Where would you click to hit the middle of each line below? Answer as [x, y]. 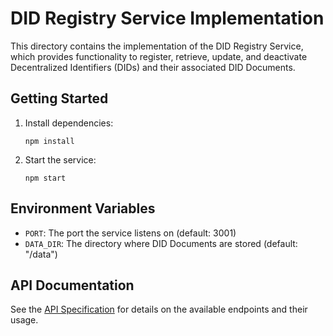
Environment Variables [83, 208]
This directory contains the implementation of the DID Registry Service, [157, 46]
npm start [45, 178]
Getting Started [59, 98]
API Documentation [72, 285]
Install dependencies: [69, 123]
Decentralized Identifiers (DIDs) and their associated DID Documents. [153, 67]
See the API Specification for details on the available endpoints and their [159, 309]
